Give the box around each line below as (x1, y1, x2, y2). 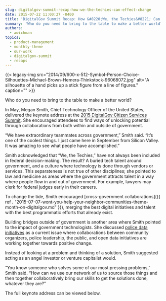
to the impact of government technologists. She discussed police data (5, 225, 148, 230)
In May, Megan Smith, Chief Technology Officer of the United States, (5, 107, 145, 113)
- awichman (9, 30, 32, 35)
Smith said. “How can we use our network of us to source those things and (5, 270, 158, 276)
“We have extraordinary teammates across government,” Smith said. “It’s (5, 132, 153, 138)
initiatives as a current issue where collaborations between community (5, 229, 149, 236)
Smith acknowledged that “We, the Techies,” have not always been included (5, 152, 160, 158)
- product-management (9, 40, 54, 45)
